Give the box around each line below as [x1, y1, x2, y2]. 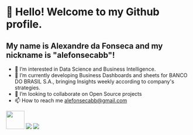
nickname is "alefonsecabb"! [6, 50, 115, 60]
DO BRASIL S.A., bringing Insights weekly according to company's [14, 78, 174, 85]
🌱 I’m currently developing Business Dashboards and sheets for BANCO [14, 72, 188, 78]
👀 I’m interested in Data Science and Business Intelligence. [14, 65, 156, 72]
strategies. [14, 84, 41, 91]
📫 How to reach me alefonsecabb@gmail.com [14, 97, 127, 104]
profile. [6, 18, 43, 31]
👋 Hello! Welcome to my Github [6, 5, 160, 19]
